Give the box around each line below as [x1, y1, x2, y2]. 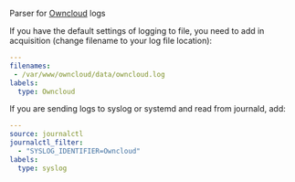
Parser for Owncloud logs [9, 8, 106, 18]
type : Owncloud [17, 87, 76, 96]
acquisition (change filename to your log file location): [9, 36, 213, 46]
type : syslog [17, 164, 68, 173]
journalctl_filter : [9, 138, 84, 147]
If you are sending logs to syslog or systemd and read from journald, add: [9, 103, 286, 114]
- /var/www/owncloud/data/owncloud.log [13, 70, 166, 79]
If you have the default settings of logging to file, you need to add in [9, 26, 265, 36]
